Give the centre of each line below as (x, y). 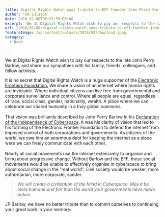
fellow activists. (21, 71)
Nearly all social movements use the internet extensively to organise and (79, 153)
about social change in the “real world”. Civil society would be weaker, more (82, 169)
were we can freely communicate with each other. (56, 143)
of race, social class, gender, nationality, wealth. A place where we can (77, 101)
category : (15, 37)
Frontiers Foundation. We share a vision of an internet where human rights (80, 85)
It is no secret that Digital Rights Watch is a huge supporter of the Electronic (82, 80)
